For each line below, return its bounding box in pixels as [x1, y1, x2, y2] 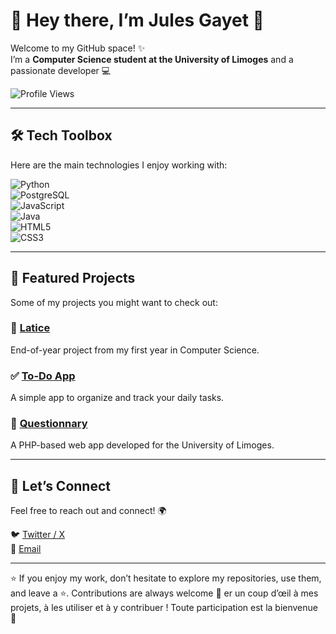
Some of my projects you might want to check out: [10, 296, 218, 308]
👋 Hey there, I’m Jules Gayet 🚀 [10, 9, 265, 32]
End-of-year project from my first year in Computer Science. [10, 344, 260, 356]
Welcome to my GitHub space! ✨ [10, 42, 146, 54]
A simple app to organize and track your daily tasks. [10, 392, 225, 404]
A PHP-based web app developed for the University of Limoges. [10, 439, 275, 451]
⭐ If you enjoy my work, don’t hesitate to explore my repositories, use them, [10, 572, 322, 584]
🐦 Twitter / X [10, 529, 65, 541]
